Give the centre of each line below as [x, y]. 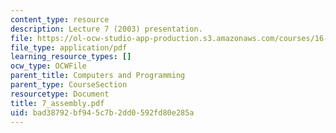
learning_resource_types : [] [71, 57]
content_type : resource [60, 19]
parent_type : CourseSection [69, 85]
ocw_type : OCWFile [48, 66]
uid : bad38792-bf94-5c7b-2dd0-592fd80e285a [102, 112]
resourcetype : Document [60, 94]
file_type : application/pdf [69, 47]
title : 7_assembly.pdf [57, 103]
